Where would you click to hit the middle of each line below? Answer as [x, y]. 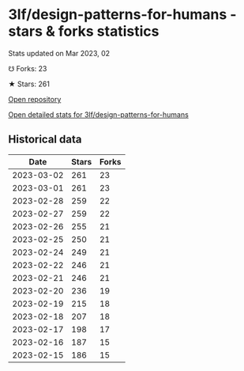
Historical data [45, 140]
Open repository [35, 99]
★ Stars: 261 [29, 84]
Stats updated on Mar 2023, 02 [59, 53]
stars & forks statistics [84, 31]
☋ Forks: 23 [28, 68]
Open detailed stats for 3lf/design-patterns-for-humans [99, 114]
